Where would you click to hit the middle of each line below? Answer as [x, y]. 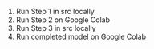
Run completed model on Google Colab [81, 36]
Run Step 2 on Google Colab [63, 20]
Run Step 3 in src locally [56, 28]
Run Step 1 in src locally [55, 11]
